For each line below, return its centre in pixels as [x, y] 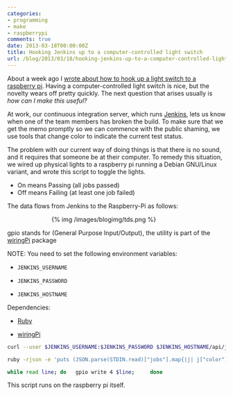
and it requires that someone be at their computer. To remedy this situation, [115, 157]
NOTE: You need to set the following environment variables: [93, 253]
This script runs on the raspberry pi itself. [66, 385]
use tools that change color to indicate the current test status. [95, 136]
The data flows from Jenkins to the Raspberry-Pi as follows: [93, 206]
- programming [28, 20]
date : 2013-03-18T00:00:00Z [48, 46]
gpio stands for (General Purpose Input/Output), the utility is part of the [109, 232]
